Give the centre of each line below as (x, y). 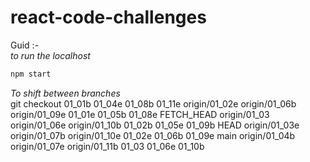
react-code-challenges (108, 17)
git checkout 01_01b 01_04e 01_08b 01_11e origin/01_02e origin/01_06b (153, 103)
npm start (31, 74)
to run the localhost (50, 55)
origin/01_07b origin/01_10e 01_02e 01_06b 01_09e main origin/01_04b (153, 135)
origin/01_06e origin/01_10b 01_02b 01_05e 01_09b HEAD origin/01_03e (155, 125)
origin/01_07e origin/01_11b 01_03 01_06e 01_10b (107, 146)
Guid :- (25, 45)
